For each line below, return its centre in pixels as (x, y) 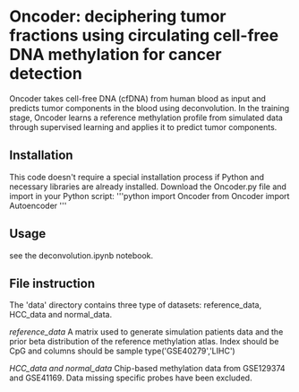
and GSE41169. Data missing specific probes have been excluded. (131, 378)
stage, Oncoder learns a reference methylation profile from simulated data (146, 118)
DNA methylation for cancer (115, 55)
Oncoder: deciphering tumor (118, 17)
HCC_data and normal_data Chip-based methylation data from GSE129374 (147, 369)
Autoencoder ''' (38, 205)
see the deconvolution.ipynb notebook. (81, 255)
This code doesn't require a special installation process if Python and (137, 177)
